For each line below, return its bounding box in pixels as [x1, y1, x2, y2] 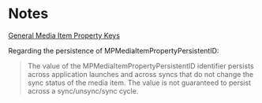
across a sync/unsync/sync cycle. [27, 86, 139, 95]
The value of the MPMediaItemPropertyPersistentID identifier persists [27, 61, 254, 71]
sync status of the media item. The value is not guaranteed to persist [27, 78, 251, 87]
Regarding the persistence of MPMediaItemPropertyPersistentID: [8, 46, 219, 55]
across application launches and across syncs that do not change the [27, 69, 254, 79]
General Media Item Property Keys [8, 31, 121, 40]
